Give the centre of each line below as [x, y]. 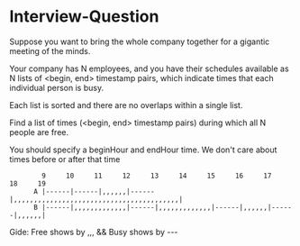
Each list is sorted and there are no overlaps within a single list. [126, 105]
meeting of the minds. [50, 50]
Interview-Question [84, 17]
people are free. [39, 132]
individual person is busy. [57, 87]
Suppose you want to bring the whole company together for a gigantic [140, 41]
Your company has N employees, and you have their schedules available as [150, 68]
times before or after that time [65, 159]
